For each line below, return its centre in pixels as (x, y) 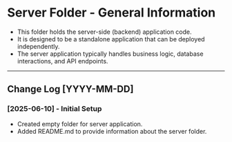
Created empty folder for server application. (80, 124)
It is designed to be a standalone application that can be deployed (111, 39)
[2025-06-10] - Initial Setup (55, 109)
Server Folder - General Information (112, 13)
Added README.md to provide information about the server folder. (112, 131)
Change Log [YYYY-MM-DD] (70, 89)
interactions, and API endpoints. (62, 61)
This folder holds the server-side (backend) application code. (104, 32)
